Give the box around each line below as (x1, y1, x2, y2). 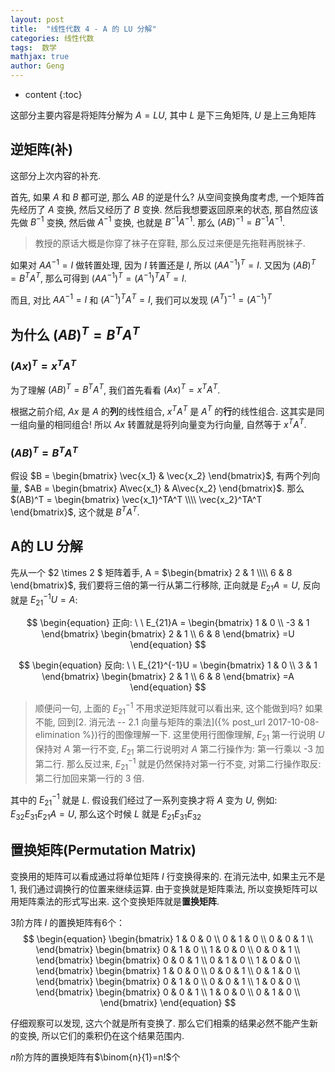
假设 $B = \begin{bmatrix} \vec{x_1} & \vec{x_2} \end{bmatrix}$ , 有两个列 (10, 470, 312, 482)
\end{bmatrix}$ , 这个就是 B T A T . (10, 504, 140, 518)
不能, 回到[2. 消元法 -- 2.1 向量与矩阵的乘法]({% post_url (34, 716, 266, 728)
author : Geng (10, 61, 65, 71)
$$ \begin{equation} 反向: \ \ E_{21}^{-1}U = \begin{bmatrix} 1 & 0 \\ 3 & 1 (18, 659, 318, 671)
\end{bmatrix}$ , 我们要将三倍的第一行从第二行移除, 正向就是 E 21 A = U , (10, 579, 301, 593)
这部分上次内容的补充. (10, 169, 102, 181)
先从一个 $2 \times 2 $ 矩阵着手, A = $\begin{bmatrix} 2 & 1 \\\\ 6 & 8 (10, 566, 293, 578)
